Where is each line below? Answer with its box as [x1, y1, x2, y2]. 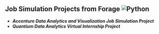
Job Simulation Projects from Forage [5, 5, 120, 13]
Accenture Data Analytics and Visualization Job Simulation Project [12, 18, 155, 24]
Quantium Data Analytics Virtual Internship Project [12, 23, 120, 29]
